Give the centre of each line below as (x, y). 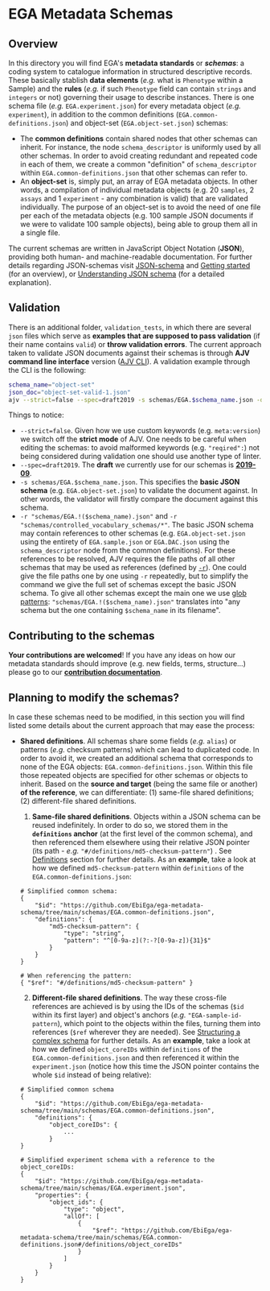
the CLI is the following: (47, 370)
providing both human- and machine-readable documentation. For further (131, 257)
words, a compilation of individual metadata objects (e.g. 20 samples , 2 (137, 190)
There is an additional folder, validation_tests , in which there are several (130, 327)
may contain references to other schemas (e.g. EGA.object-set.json (133, 533)
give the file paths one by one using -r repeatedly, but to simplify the (134, 576)
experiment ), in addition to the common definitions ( (94, 114)
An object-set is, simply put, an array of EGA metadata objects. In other (139, 181)
